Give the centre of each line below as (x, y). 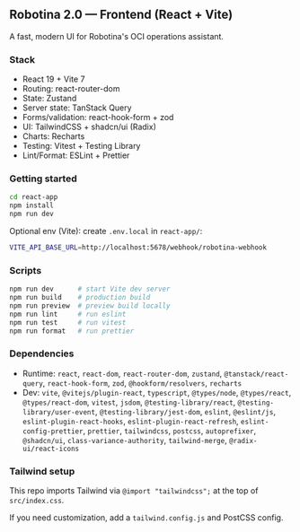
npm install (31, 205)
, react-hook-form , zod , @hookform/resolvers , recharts (142, 383)
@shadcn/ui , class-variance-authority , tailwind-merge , (124, 440)
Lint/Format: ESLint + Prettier (76, 155)
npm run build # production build (80, 298)
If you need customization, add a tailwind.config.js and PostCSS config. (146, 518)
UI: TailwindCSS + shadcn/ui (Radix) (89, 127)
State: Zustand (49, 99)
